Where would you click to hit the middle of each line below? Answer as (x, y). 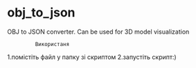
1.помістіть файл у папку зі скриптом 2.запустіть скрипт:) (92, 57)
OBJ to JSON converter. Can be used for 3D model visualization (98, 32)
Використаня (52, 44)
